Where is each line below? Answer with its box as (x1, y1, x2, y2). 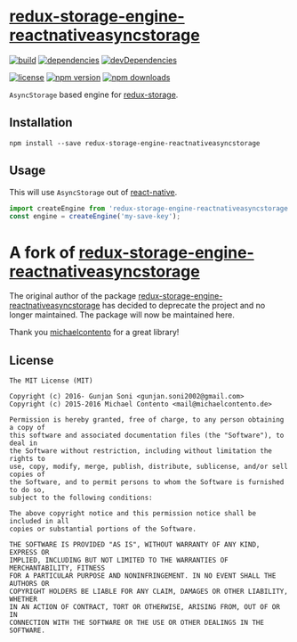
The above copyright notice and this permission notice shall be (9, 509, 256, 518)
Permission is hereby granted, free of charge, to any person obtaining (9, 416, 285, 424)
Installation (9, 115, 73, 130)
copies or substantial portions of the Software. (9, 524, 197, 534)
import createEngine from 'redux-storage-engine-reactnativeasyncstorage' (9, 203, 293, 213)
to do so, (9, 486, 46, 495)
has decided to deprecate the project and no (101, 300, 266, 311)
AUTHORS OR (9, 580, 50, 588)
